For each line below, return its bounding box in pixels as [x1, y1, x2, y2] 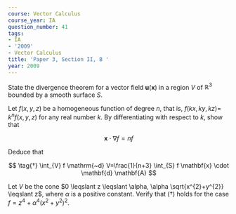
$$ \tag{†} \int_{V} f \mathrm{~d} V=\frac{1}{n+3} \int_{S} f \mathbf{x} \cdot [8, 161, 229, 169]
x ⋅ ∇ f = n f [103, 134, 134, 142]
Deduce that [8, 147, 44, 156]
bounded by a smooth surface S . [8, 91, 103, 99]
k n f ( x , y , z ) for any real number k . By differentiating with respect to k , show [8, 112, 223, 121]
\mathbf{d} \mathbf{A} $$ [81, 168, 157, 177]
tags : [8, 29, 24, 37]
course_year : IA [8, 17, 55, 24]
